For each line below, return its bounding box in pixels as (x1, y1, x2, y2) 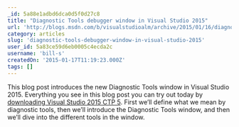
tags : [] (7, 63, 33, 70)
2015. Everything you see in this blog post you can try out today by (7, 90, 203, 99)
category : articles (7, 30, 65, 38)
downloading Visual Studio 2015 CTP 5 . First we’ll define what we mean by (7, 97, 226, 106)
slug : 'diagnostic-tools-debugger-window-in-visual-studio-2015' (7, 37, 205, 44)
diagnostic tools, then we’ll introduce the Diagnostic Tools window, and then (7, 105, 230, 114)
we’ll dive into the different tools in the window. (7, 113, 145, 121)
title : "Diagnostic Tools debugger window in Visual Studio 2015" (7, 17, 208, 24)
